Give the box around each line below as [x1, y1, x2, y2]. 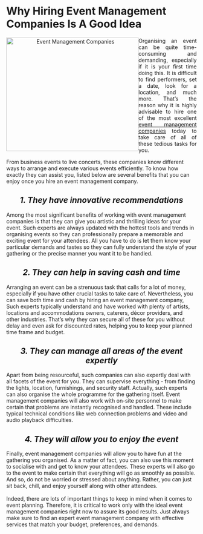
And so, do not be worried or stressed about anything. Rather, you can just [6, 476, 192, 483]
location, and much [138, 88, 197, 96]
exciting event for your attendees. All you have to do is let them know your [6, 237, 192, 244]
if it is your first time [138, 62, 197, 70]
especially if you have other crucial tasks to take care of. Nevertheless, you [6, 289, 193, 297]
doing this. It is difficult [138, 69, 197, 76]
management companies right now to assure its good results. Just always [6, 508, 190, 515]
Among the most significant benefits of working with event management [6, 211, 186, 219]
